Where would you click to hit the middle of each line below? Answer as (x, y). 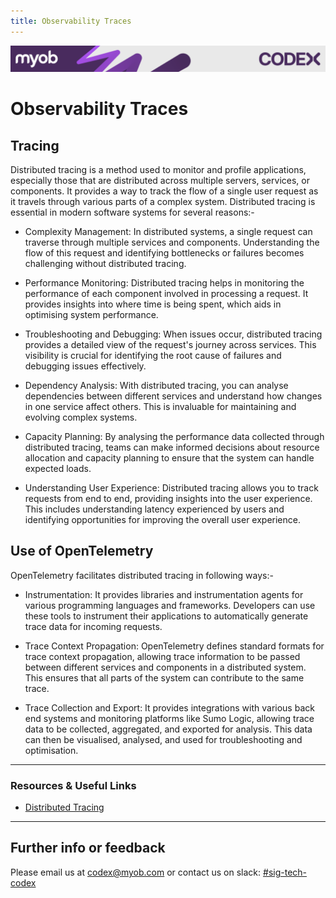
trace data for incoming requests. (93, 626)
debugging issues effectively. (85, 366)
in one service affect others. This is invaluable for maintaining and (160, 406)
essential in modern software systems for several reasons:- (132, 212)
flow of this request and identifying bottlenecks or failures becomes (164, 252)
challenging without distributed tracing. (105, 263)
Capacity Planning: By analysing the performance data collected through (174, 436)
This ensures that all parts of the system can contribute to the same (164, 677)
